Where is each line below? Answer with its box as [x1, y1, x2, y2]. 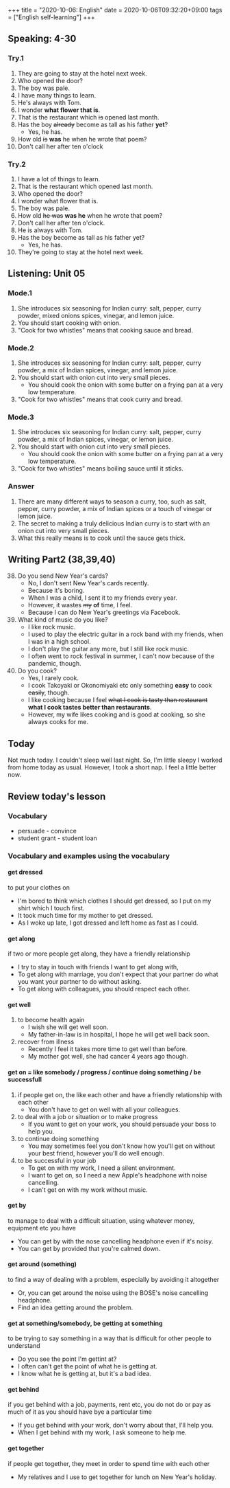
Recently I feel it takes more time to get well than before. [27, 1045, 188, 1053]
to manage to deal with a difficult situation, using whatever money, [8, 1216, 195, 1225]
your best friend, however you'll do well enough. [27, 1149, 165, 1157]
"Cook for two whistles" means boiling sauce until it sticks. [17, 464, 183, 473]
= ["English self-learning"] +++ [8, 13, 95, 21]
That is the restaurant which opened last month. [17, 182, 153, 190]
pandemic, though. [27, 660, 81, 668]
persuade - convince [17, 826, 77, 835]
